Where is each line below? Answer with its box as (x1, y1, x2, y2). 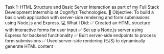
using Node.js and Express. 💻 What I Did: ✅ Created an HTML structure (5, 20, 150, 26)
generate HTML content (5, 43, 53, 49)
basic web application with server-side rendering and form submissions (5, 15, 150, 20)
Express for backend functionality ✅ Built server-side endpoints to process (5, 33, 156, 38)
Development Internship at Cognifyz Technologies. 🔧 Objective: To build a (5, 9, 154, 15)
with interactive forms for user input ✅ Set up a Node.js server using (5, 27, 143, 33)
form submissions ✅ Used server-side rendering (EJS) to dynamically (5, 38, 145, 43)
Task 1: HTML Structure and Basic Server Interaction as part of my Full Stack (5, 4, 160, 10)
